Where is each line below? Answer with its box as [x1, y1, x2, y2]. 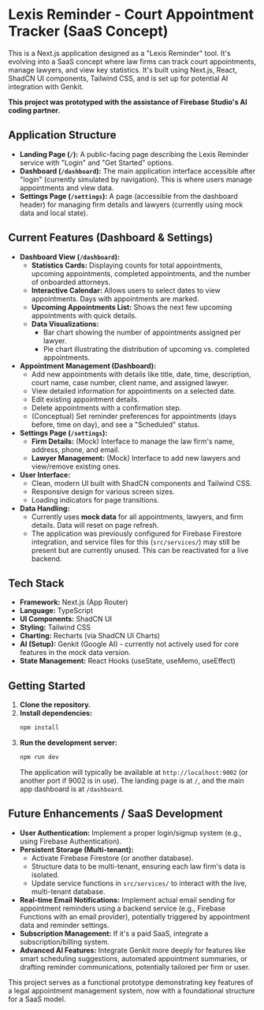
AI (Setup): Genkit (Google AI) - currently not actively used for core [19, 639, 239, 649]
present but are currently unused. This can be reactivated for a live [31, 545, 249, 555]
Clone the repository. [19, 700, 91, 709]
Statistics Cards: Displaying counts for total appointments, [31, 260, 223, 270]
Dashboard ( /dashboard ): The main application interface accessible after [19, 166, 256, 175]
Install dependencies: [19, 709, 93, 718]
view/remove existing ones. [31, 462, 121, 471]
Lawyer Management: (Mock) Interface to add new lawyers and [31, 453, 240, 462]
